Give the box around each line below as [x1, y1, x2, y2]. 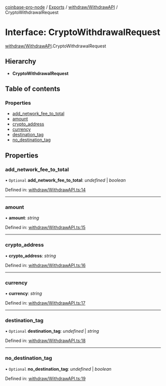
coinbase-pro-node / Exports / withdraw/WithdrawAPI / [5, 4, 118, 10]
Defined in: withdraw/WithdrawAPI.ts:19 [5, 375, 86, 382]
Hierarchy [5, 57, 37, 66]
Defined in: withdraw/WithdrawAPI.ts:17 [5, 300, 85, 306]
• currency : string [5, 291, 42, 297]
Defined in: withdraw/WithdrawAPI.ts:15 [5, 225, 85, 231]
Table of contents [5, 85, 60, 93]
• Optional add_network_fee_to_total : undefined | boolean [5, 177, 126, 183]
